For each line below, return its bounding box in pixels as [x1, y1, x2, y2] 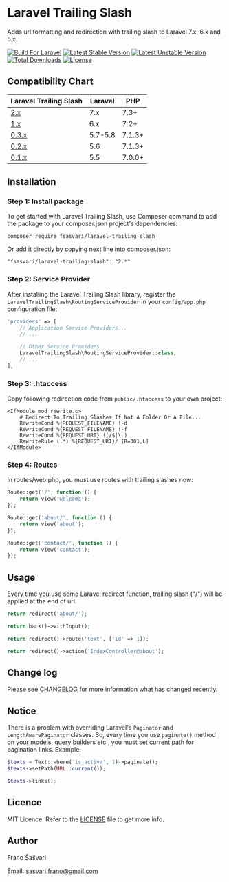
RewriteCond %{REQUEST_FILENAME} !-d [19, 420, 128, 427]
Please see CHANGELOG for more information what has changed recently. [7, 685, 218, 694]
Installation [7, 176, 56, 188]
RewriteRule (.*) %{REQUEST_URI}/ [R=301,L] [19, 438, 149, 445]
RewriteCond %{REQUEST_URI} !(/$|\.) [19, 432, 128, 439]
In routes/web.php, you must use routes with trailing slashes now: [7, 476, 194, 484]
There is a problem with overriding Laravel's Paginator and [7, 723, 174, 732]
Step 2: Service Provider [7, 274, 91, 284]
